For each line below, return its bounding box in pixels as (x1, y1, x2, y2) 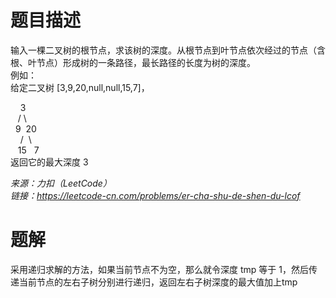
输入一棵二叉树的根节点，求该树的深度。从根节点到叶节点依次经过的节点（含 (10, 44, 326, 56)
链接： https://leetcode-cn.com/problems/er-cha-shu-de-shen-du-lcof (10, 189, 301, 201)
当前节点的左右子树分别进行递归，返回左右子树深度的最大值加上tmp (18, 276, 298, 288)
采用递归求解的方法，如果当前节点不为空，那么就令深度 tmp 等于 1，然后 (10, 263, 309, 275)
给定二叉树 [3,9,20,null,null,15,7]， (10, 81, 150, 93)
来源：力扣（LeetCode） (10, 177, 112, 189)
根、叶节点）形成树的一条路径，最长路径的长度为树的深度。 (10, 56, 256, 68)
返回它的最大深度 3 (10, 156, 89, 168)
